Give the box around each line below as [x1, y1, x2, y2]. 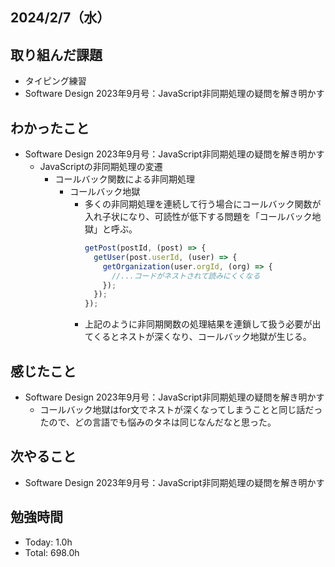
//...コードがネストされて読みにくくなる [111, 271, 261, 281]
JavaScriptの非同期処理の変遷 [39, 161, 163, 173]
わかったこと [10, 119, 90, 137]
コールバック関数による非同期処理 [54, 173, 195, 185]
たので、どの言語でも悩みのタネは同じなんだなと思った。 [39, 416, 277, 428]
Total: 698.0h [24, 546, 80, 558]
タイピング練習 [24, 75, 87, 87]
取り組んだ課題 [10, 46, 103, 63]
